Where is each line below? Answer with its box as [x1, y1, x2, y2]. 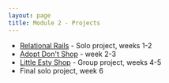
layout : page [8, 11, 51, 20]
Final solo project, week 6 [19, 66, 104, 75]
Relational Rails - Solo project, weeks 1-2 [19, 40, 152, 50]
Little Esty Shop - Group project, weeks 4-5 [19, 57, 162, 67]
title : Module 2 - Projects [8, 19, 101, 27]
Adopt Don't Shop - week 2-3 [19, 49, 117, 58]
